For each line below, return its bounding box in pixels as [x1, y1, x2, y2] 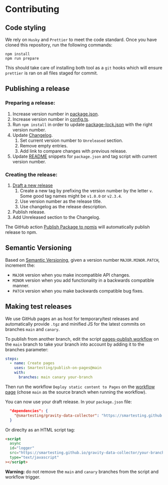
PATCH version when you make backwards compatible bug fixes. [12, 288, 144, 294]
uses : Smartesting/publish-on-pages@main [14, 366, 101, 371]
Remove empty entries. [19, 142, 68, 148]
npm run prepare [5, 56, 39, 61]
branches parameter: [5, 346, 48, 353]
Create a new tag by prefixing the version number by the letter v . [19, 187, 153, 193]
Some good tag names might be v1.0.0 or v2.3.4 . [19, 193, 122, 199]
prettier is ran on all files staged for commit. [5, 70, 98, 76]
